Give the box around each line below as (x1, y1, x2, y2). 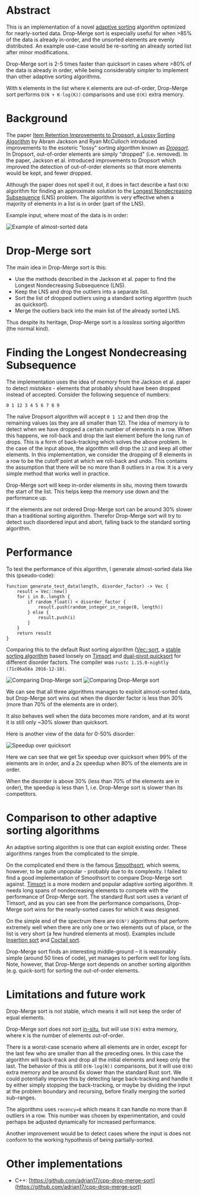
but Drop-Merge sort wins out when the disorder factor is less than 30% (6, 694, 183, 701)
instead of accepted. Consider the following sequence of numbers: (6, 391, 170, 398)
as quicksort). (14, 301, 49, 308)
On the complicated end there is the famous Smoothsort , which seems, (6, 861, 181, 869)
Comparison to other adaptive (6, 811, 157, 824)
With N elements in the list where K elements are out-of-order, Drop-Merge (6, 84, 188, 91)
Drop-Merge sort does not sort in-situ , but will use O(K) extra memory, (6, 1025, 178, 1033)
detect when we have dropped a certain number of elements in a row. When (6, 425, 192, 432)
